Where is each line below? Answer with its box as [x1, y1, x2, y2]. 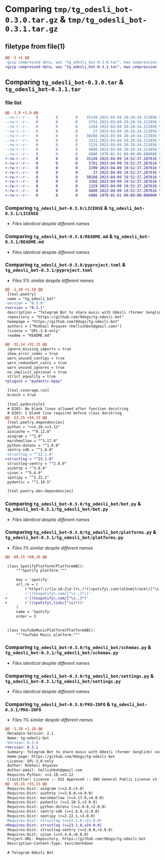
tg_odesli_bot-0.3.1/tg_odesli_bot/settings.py [5, 679, 121, 684]
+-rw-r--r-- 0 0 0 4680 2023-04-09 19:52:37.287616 [5, 188, 157, 193]
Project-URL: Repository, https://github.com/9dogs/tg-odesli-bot [7, 836, 146, 841]
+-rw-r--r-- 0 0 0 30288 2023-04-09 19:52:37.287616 [5, 174, 157, 179]
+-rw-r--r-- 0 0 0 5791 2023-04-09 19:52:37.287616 [5, 161, 157, 166]
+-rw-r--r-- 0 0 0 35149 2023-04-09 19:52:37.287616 [5, 156, 157, 161]
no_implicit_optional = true [7, 370, 67, 375]
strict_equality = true [7, 374, 56, 379]
